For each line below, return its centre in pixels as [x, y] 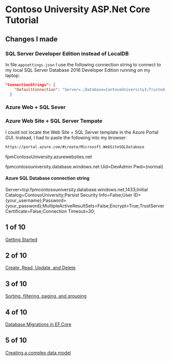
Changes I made [32, 39]
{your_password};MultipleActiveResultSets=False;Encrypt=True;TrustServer [85, 205]
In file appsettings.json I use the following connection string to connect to [83, 64]
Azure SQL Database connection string [48, 178]
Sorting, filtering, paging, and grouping [46, 296]
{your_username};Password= [36, 200]
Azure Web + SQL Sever [36, 107]
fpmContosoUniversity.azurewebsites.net [49, 157]
